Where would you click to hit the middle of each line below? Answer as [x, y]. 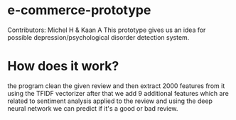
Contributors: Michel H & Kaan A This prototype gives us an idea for [107, 30]
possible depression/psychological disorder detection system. [98, 37]
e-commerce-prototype [79, 10]
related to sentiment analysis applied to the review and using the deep [110, 101]
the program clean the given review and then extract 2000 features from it [116, 86]
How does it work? [63, 66]
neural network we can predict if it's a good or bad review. [93, 108]
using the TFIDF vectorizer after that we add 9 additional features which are [118, 93]
